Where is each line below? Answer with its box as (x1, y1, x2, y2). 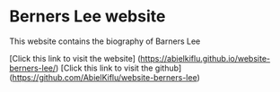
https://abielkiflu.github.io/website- (140, 53, 271, 63)
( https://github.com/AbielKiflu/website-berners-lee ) (9, 71, 200, 82)
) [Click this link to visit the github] (55, 63, 182, 73)
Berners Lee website (9, 6, 166, 27)
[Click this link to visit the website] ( (9, 53, 141, 63)
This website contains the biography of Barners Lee (9, 36, 201, 46)
